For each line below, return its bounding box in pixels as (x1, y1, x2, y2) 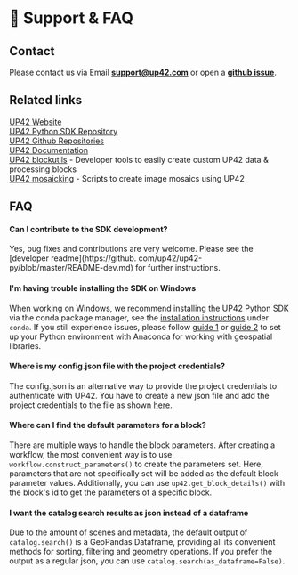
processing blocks (9, 164, 77, 174)
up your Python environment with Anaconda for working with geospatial (9, 331, 273, 342)
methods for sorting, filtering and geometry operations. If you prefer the (9, 547, 273, 557)
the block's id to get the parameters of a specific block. (9, 487, 213, 498)
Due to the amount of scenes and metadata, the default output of (9, 527, 248, 538)
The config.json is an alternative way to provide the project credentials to (9, 380, 278, 391)
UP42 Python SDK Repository (9, 126, 118, 136)
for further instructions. (134, 263, 221, 273)
